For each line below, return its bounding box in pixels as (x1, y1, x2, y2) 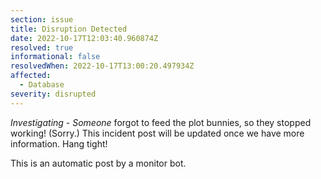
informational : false (10, 52, 101, 62)
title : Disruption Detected (10, 24, 128, 34)
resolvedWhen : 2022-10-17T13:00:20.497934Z (10, 61, 195, 71)
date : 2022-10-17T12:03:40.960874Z (10, 33, 159, 43)
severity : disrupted (10, 89, 97, 99)
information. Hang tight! (10, 137, 108, 150)
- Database (19, 80, 65, 90)
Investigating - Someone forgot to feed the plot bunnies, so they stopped (10, 116, 312, 128)
